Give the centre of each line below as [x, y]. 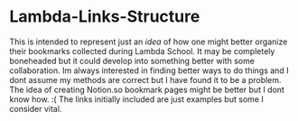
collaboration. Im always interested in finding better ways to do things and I [149, 70]
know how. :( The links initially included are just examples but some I [136, 99]
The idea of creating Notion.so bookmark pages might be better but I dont [147, 89]
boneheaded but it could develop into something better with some [132, 60]
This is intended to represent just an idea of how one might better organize [149, 42]
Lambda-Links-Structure [105, 17]
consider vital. [36, 108]
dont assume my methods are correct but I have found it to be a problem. [145, 79]
